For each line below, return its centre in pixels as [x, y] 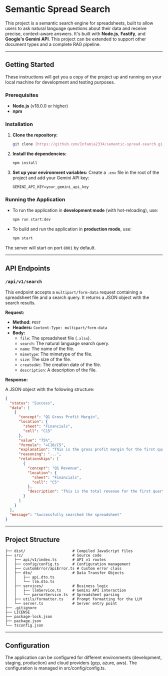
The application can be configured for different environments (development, [83, 657]
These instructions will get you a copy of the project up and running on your [83, 76]
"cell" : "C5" [45, 482]
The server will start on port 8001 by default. [50, 248]
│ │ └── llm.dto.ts [30, 582]
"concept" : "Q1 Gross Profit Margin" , [59, 417]
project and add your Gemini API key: [51, 178]
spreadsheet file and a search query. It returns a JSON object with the [77, 297]
